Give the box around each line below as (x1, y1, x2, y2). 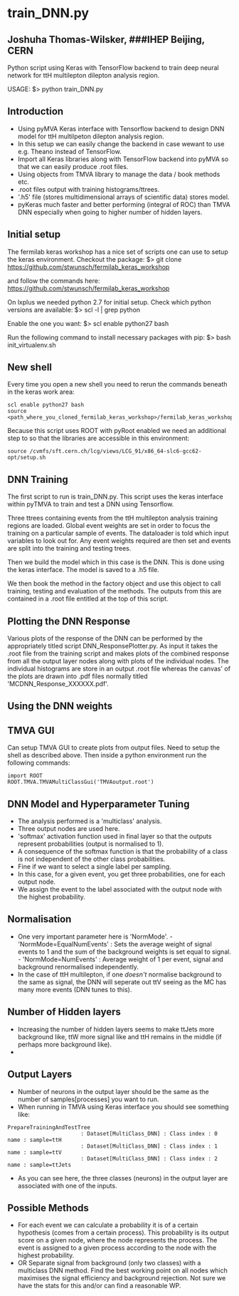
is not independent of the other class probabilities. (17, 854, 166, 864)
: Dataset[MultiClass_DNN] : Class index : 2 (80, 1155, 218, 1162)
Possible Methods (7, 1202, 89, 1214)
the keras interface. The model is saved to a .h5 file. (7, 566, 160, 574)
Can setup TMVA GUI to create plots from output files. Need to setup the (7, 743, 221, 752)
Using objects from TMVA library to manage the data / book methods (17, 170, 221, 178)
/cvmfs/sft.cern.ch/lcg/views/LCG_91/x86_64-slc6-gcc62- (29, 448, 202, 455)
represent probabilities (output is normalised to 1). (17, 840, 164, 848)
